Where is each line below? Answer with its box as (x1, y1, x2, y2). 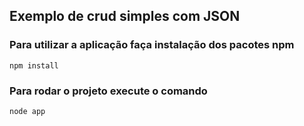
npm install (9, 60, 59, 71)
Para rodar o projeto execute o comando (9, 84, 208, 98)
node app (9, 106, 46, 116)
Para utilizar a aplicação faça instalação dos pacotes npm (9, 38, 295, 52)
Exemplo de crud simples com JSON (9, 8, 241, 25)
